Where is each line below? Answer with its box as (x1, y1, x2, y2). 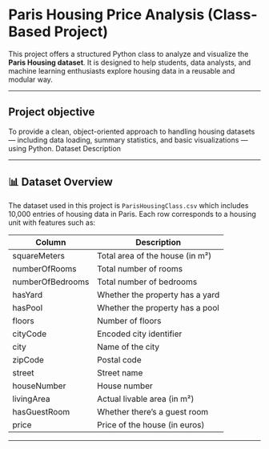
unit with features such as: (8, 218, 96, 227)
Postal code (97, 354, 142, 365)
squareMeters (12, 250, 66, 261)
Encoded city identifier (97, 328, 183, 339)
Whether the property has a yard (97, 289, 220, 300)
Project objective (8, 106, 95, 119)
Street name (97, 367, 143, 378)
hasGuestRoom (12, 406, 70, 417)
